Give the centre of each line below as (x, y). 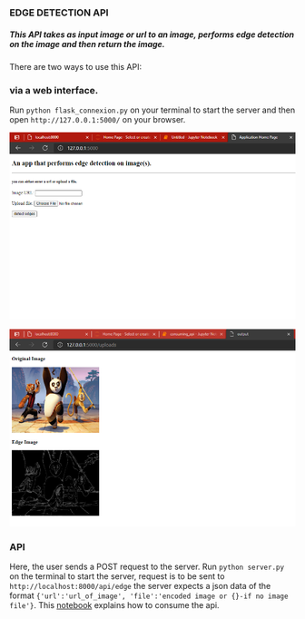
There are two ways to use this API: (76, 66)
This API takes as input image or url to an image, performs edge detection (152, 34)
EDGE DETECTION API (59, 13)
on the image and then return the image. (87, 44)
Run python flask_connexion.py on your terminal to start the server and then (152, 110)
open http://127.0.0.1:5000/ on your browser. (98, 120)
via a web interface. (54, 90)
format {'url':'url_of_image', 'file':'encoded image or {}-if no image (149, 595)
